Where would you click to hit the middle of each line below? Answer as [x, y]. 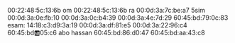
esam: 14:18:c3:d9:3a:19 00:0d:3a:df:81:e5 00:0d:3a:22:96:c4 [98, 25]
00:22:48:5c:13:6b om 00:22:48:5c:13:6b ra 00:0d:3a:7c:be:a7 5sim [106, 10]
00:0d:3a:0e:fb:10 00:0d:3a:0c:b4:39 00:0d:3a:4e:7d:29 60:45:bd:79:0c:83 [118, 18]
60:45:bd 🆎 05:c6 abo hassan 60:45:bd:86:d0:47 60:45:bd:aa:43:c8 [106, 32]
